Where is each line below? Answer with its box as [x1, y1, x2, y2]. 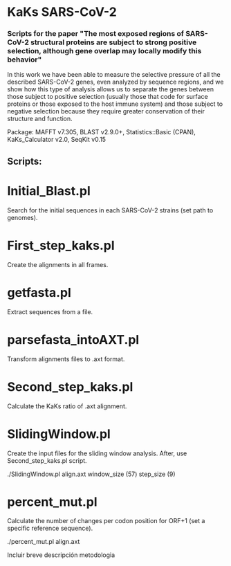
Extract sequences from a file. [7, 307, 93, 316]
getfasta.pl [7, 284, 71, 300]
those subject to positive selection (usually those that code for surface [7, 93, 209, 101]
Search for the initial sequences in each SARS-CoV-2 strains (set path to [7, 206, 214, 214]
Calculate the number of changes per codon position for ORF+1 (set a [7, 517, 205, 525]
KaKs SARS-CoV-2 [7, 4, 118, 20]
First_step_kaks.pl [7, 238, 115, 253]
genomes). [7, 213, 38, 221]
